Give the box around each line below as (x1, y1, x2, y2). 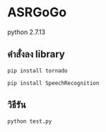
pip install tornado (7, 67, 69, 75)
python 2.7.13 (7, 28, 46, 36)
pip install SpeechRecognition (7, 79, 100, 87)
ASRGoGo (7, 4, 67, 21)
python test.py (7, 118, 52, 125)
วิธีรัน (7, 99, 26, 111)
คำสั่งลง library (7, 48, 65, 60)
